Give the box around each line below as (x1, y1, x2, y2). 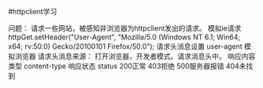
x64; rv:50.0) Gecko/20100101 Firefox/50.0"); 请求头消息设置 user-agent (8, 42, 243, 51)
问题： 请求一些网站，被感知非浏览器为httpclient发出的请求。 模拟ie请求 (8, 24, 242, 33)
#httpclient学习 (8, 7, 57, 16)
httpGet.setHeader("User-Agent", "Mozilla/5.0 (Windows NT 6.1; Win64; (8, 32, 241, 42)
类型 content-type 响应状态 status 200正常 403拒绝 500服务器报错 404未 (8, 61, 246, 71)
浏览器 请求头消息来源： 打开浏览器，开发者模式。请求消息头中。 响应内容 (14, 52, 256, 60)
